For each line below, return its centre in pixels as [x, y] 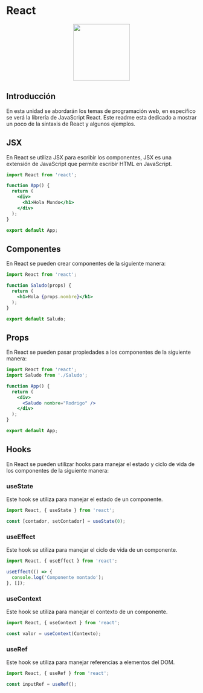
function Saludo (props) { [39, 286]
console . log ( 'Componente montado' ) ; [58, 577]
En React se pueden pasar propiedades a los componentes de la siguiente [99, 352]
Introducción [31, 96]
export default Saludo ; [36, 319]
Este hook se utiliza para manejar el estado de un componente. [85, 499]
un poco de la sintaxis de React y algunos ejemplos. [71, 124]
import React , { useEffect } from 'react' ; [62, 561]
